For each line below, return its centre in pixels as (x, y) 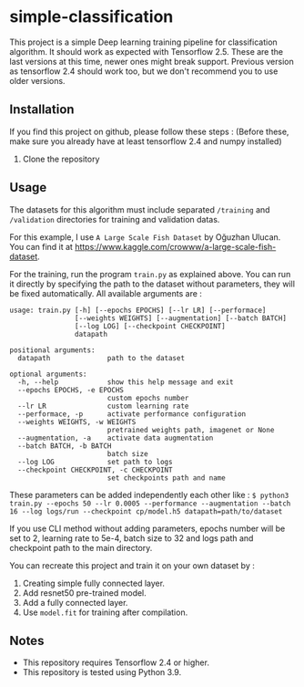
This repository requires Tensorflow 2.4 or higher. (116, 662)
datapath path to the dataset (101, 358)
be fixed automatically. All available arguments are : (106, 293)
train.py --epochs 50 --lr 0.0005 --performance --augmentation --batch (150, 504)
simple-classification (91, 17)
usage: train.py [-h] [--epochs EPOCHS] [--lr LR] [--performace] (138, 310)
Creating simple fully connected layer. (94, 583)
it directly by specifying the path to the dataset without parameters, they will (152, 284)
